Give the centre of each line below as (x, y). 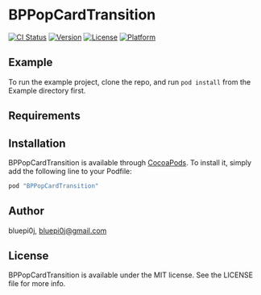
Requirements (44, 116)
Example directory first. (47, 90)
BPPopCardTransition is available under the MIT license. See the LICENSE (131, 275)
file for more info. (37, 284)
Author (26, 211)
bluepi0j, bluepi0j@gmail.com (58, 231)
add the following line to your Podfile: (70, 171)
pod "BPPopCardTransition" (54, 186)
